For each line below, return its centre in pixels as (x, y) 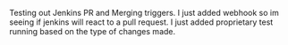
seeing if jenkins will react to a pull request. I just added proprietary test (141, 22)
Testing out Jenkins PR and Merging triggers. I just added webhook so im (144, 13)
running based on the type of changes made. (93, 31)
